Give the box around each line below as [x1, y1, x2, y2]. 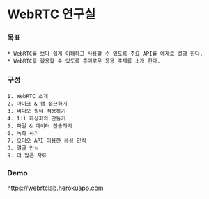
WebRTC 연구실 [7, 6, 96, 22]
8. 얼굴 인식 [7, 144, 40, 152]
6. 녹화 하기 [7, 129, 40, 136]
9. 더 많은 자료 [7, 152, 47, 159]
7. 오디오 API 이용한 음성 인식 [7, 137, 86, 144]
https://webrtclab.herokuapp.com [7, 184, 104, 192]
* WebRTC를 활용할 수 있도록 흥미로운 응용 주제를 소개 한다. [7, 58, 161, 65]
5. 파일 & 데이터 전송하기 [7, 122, 72, 129]
